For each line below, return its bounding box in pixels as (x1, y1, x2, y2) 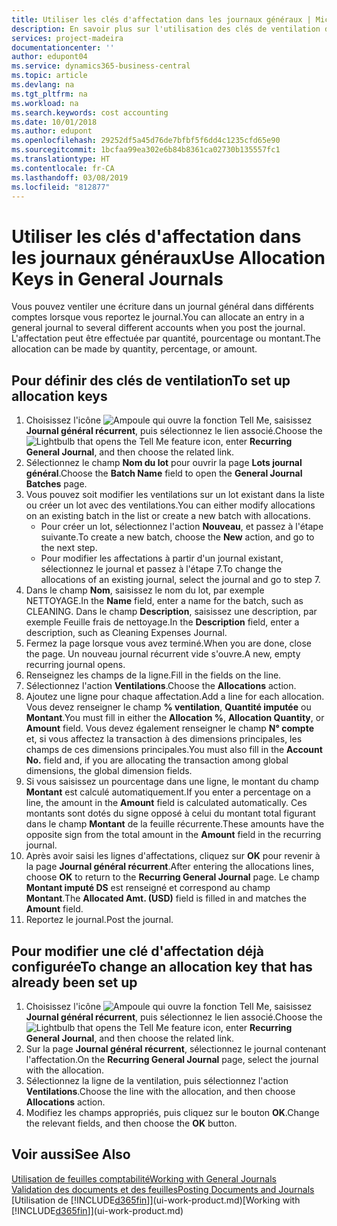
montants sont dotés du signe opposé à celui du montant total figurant (25, 807, 316, 820)
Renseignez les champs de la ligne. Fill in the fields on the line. (25, 669, 282, 681)
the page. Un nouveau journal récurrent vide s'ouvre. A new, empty (25, 648, 301, 660)
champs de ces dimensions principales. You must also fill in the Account (25, 744, 323, 756)
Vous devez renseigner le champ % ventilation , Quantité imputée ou (25, 701, 312, 713)
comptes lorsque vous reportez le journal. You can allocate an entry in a (11, 311, 305, 323)
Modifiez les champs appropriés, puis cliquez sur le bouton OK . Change (25, 1106, 320, 1118)
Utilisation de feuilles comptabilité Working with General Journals (11, 1172, 277, 1185)
